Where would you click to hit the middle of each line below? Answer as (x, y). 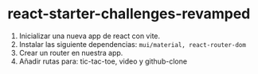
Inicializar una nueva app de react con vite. (90, 36)
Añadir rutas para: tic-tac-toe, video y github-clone (103, 61)
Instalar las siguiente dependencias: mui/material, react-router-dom (132, 44)
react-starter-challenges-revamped (129, 14)
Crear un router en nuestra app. (71, 53)
